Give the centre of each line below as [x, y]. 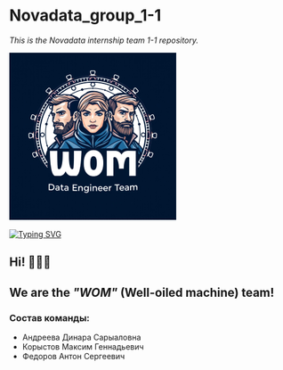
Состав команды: [50, 317]
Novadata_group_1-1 [85, 16]
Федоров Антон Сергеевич [73, 357]
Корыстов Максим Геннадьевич [83, 347]
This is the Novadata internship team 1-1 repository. [104, 40]
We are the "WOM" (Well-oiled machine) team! [142, 292]
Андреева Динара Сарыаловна [81, 337]
